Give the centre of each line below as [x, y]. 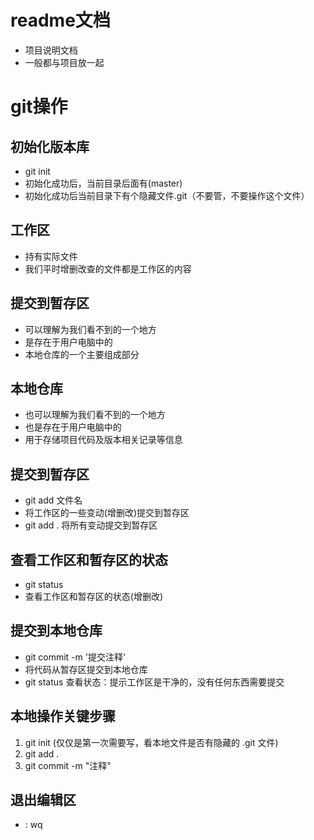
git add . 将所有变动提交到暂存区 [91, 525]
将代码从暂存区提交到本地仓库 [86, 669]
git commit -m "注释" [68, 765]
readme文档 [60, 20]
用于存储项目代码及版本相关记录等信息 [103, 440]
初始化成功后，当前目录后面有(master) [103, 183]
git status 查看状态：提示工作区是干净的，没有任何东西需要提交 [154, 682]
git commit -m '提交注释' [75, 657]
